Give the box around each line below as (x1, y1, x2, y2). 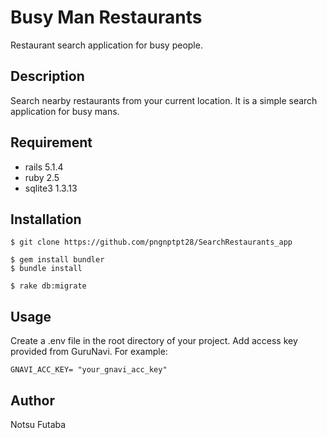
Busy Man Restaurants (10, 6, 203, 29)
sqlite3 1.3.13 (24, 182, 78, 194)
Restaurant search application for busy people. (10, 39, 203, 51)
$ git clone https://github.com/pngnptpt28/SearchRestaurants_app (10, 237, 293, 248)
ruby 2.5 (24, 171, 60, 183)
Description (10, 68, 85, 85)
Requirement (10, 134, 93, 151)
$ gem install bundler (10, 255, 105, 265)
